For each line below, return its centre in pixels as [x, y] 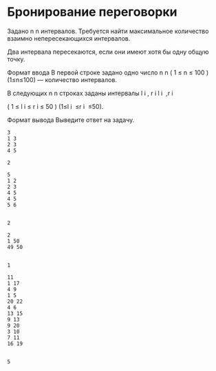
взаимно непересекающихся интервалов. [69, 38]
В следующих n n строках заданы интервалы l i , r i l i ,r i [90, 93]
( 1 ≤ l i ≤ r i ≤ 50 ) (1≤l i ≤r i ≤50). [55, 106]
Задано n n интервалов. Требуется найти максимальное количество [108, 31]
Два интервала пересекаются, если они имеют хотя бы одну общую [108, 52]
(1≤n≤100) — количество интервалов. [62, 79]
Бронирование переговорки [92, 12]
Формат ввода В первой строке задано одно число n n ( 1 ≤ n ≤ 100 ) [108, 72]
